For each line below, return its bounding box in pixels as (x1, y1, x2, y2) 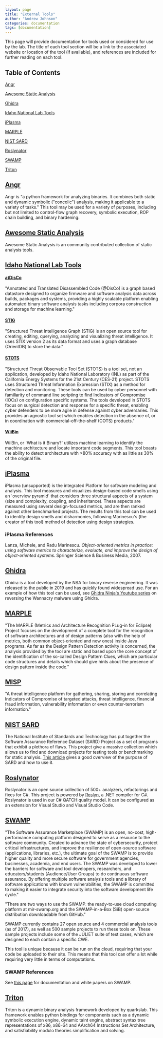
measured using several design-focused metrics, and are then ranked (5, 503, 145, 509)
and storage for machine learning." (5, 306, 75, 312)
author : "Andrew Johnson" (5, 16, 57, 21)
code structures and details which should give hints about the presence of (5, 658, 154, 664)
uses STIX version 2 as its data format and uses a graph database (5, 339, 137, 344)
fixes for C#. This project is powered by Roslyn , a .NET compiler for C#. (5, 792, 148, 798)
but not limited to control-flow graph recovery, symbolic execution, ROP (5, 209, 149, 215)
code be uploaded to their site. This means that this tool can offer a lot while (5, 951, 158, 957)
